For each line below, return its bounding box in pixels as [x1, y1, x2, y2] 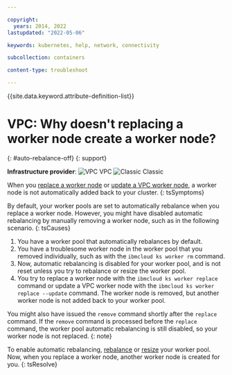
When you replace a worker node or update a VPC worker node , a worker [7, 181, 217, 189]
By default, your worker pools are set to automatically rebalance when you [7, 201, 220, 210]
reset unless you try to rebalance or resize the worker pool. [17, 267, 186, 275]
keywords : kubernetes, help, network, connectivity [7, 42, 159, 49]
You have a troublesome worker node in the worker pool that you [17, 244, 203, 253]
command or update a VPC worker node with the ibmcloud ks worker [17, 281, 215, 290]
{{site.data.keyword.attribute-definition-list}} [7, 92, 135, 100]
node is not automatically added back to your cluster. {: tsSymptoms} [7, 188, 205, 197]
